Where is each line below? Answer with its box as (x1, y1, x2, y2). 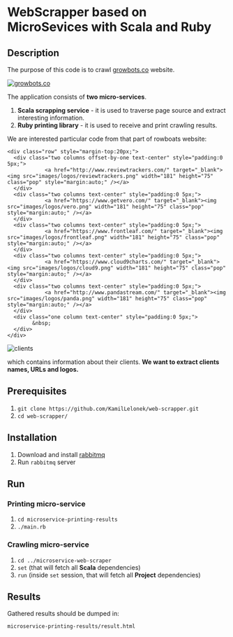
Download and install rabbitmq (17, 450, 106, 458)
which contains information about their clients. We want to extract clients (7, 358, 220, 366)
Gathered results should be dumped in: (7, 610, 120, 618)
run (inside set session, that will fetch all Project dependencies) (17, 570, 201, 579)
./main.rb (17, 524, 47, 531)
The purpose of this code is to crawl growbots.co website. (7, 66, 175, 73)
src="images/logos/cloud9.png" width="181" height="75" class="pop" (22, 265, 227, 272)
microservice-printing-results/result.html (7, 623, 136, 630)
